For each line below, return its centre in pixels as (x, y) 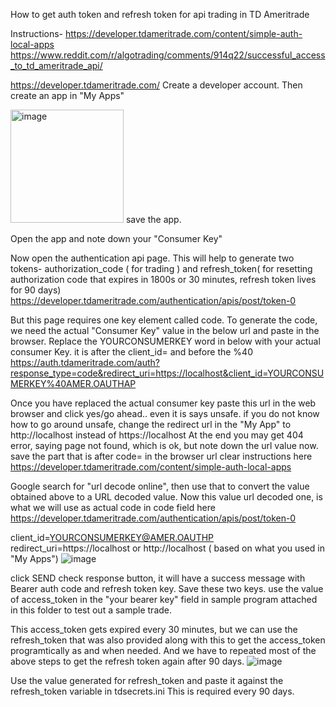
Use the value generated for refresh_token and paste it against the (147, 680)
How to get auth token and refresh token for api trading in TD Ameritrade (160, 14)
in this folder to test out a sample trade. (91, 610)
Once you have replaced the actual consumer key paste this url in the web (163, 403)
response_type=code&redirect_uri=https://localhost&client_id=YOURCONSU (167, 373)
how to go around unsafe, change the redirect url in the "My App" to (151, 424)
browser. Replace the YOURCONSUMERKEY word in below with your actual (165, 341)
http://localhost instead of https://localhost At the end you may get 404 (157, 435)
